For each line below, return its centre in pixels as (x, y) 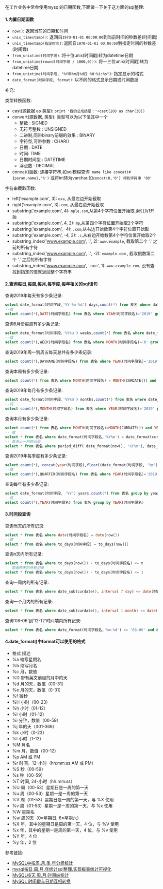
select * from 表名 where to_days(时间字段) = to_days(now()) (67, 544)
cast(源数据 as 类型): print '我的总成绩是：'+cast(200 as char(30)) (79, 111)
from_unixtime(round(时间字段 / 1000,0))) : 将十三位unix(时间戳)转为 (80, 61)
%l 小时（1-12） (28, 738)
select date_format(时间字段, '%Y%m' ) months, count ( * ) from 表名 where (76, 400)
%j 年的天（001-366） (34, 726)
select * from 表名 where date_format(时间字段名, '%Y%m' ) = (65, 437)
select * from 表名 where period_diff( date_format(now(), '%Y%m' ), (75, 446)
